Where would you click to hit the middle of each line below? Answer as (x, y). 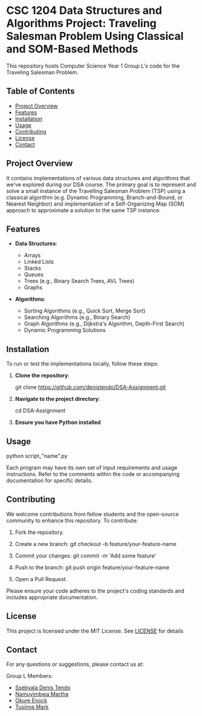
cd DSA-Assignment (40, 411)
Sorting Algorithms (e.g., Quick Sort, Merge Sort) (85, 311)
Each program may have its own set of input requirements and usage (92, 467)
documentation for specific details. (49, 480)
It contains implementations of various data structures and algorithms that (98, 178)
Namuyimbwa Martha (42, 694)
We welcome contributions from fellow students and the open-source (93, 514)
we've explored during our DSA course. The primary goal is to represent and (101, 184)
